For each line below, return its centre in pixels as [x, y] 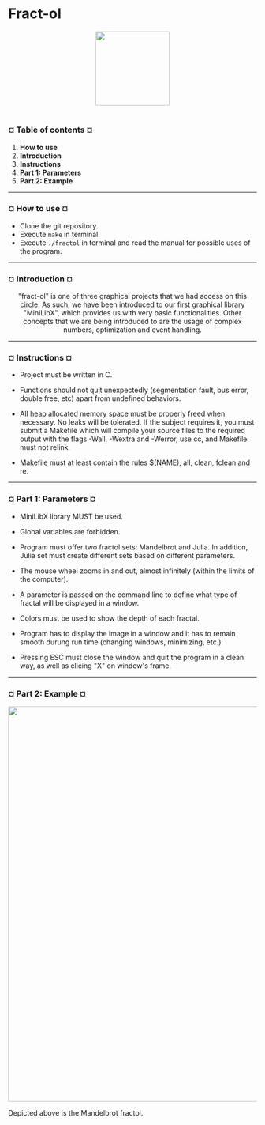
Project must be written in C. [66, 375]
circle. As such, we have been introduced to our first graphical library [132, 304]
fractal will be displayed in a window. [79, 602]
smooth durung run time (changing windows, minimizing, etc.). [121, 642]
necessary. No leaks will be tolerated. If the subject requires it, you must [137, 422]
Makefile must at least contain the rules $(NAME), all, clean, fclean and [135, 462]
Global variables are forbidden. [70, 531]
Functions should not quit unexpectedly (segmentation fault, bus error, [134, 390]
